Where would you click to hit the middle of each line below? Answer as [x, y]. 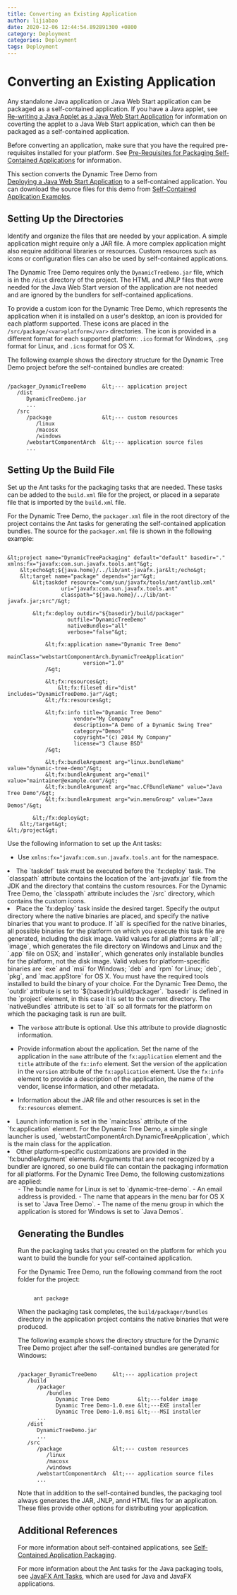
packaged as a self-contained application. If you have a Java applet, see [113, 109]
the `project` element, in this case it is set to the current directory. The [109, 998]
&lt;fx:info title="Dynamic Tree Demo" [103, 712]
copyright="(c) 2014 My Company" [123, 737]
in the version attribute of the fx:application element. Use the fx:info [121, 1071]
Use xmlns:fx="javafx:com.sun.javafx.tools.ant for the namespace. [118, 857]
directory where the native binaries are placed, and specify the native [108, 916]
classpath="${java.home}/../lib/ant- [116, 595]
